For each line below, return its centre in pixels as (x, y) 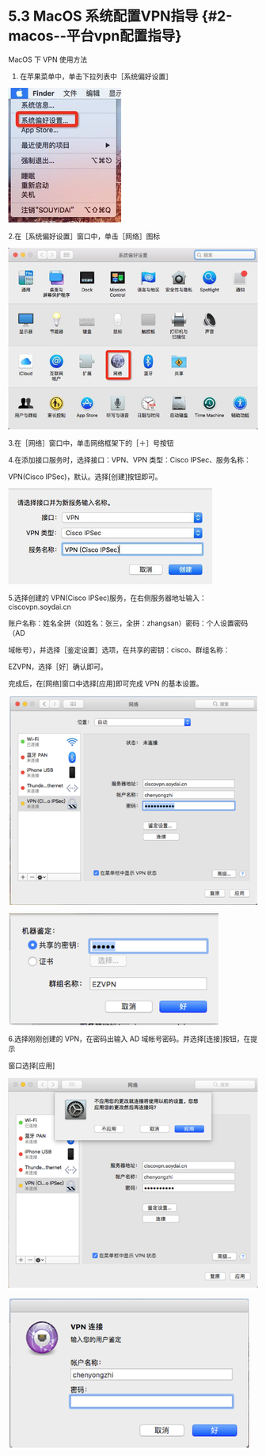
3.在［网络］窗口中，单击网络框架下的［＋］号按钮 (91, 443)
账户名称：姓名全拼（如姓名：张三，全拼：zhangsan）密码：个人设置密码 (128, 623)
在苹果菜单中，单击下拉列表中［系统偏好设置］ (96, 76)
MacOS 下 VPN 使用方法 (48, 59)
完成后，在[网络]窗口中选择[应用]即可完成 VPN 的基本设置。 (106, 683)
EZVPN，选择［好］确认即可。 (58, 667)
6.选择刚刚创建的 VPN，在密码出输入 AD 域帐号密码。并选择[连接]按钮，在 (129, 1039)
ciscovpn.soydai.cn (40, 606)
